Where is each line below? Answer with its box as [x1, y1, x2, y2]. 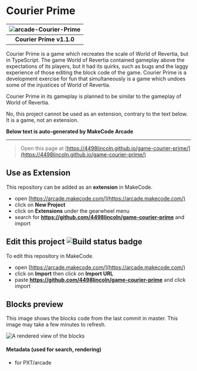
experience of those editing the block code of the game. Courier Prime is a [6, 69, 186, 76]
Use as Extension [6, 168, 71, 178]
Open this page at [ [20, 145, 67, 152]
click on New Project [14, 201, 66, 208]
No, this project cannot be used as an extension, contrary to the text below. [6, 110, 188, 117]
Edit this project [6, 237, 65, 247]
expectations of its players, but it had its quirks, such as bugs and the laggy [6, 63, 189, 70]
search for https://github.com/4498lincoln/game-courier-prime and [14, 213, 185, 220]
